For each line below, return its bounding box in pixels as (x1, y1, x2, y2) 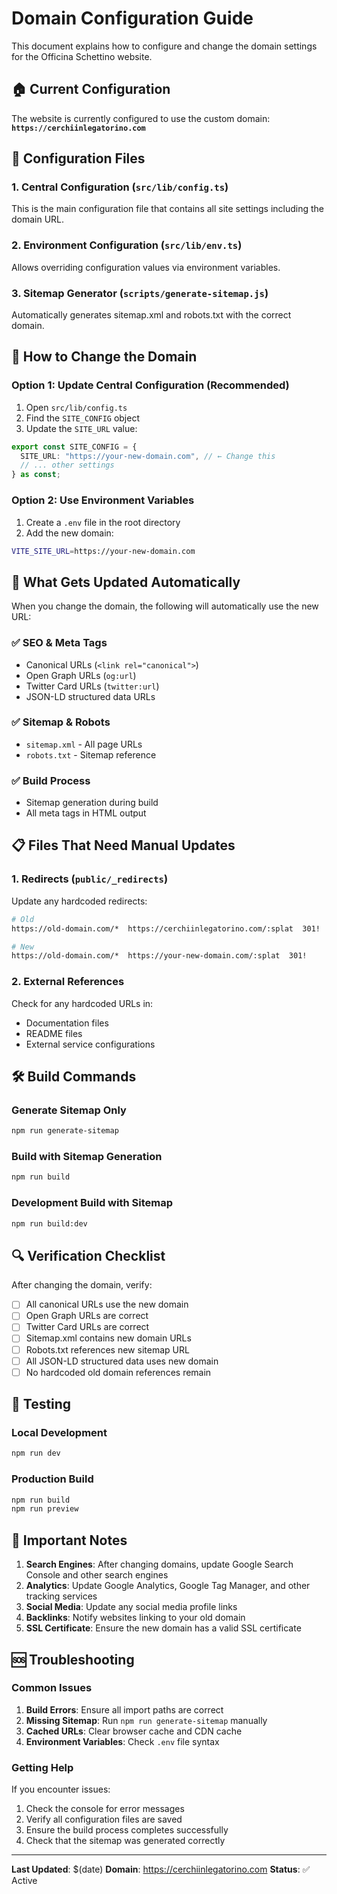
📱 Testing (11, 1396, 72, 1413)
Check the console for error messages (25, 1803, 185, 1815)
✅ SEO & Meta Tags (11, 636, 108, 650)
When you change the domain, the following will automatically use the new (11, 600, 319, 612)
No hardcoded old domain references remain (25, 1366, 212, 1378)
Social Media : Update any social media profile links (25, 1601, 238, 1613)
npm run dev (11, 1448, 61, 1459)
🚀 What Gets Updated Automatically (11, 573, 241, 591)
